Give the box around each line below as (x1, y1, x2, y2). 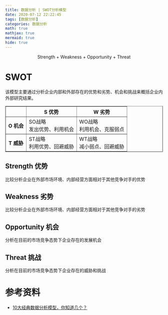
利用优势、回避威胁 (28, 143, 74, 150)
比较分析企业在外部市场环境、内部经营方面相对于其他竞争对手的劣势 (5, 206, 145, 213)
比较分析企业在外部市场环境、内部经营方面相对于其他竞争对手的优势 (5, 176, 145, 182)
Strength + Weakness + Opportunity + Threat (37, 54, 131, 60)
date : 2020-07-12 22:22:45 (5, 12, 61, 17)
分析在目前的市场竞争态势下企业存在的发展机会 (5, 237, 101, 243)
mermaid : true (5, 36, 35, 41)
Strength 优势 (5, 162, 48, 171)
